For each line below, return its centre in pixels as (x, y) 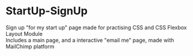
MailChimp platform (30, 46)
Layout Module (24, 33)
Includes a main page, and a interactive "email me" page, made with (90, 40)
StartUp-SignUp (47, 11)
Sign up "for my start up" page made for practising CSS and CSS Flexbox (96, 27)
